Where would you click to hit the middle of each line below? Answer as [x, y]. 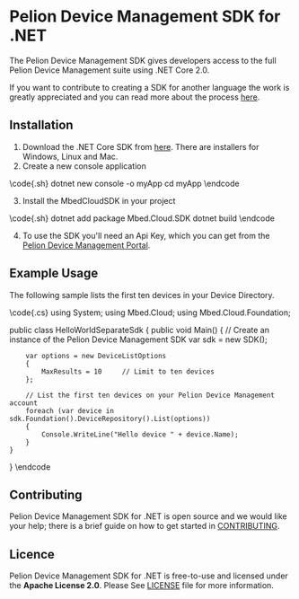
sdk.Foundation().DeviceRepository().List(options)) [110, 418]
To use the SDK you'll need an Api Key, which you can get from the [146, 235]
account [24, 403]
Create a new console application [84, 166]
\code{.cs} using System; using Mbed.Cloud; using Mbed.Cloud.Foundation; [150, 313]
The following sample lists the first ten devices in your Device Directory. [142, 295]
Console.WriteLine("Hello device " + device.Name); [141, 434]
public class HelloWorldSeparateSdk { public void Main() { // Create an [139, 330]
